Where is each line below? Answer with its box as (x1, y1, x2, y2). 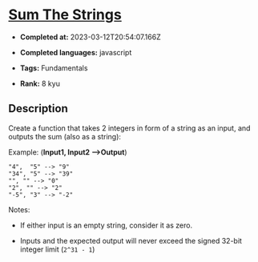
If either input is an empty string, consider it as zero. (19, 220, 193, 230)
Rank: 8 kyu (19, 79, 60, 88)
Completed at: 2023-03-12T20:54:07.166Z (19, 32, 162, 42)
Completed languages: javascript (19, 47, 132, 57)
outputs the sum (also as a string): (8, 131, 122, 141)
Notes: (8, 204, 30, 214)
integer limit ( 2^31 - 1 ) (19, 244, 95, 254)
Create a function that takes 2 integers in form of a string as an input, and (8, 123, 251, 133)
